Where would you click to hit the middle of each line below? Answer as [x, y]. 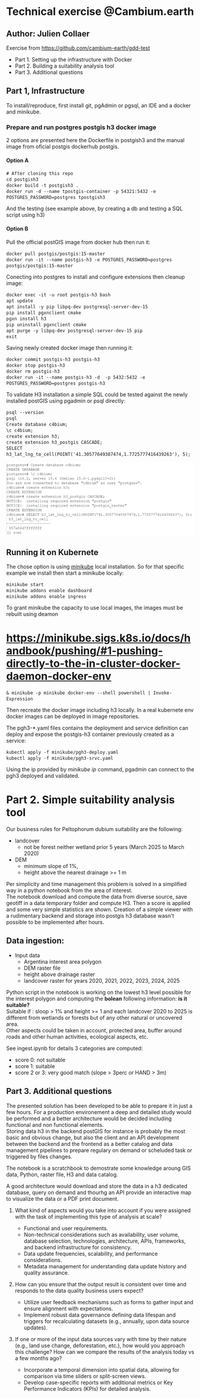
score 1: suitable [35, 1066]
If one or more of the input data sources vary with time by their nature [101, 1339]
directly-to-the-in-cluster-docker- [93, 663]
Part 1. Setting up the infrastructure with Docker [73, 59]
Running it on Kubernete [52, 552]
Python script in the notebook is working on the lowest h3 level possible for [99, 992]
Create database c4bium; [37, 424]
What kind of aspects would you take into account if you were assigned [103, 1210]
